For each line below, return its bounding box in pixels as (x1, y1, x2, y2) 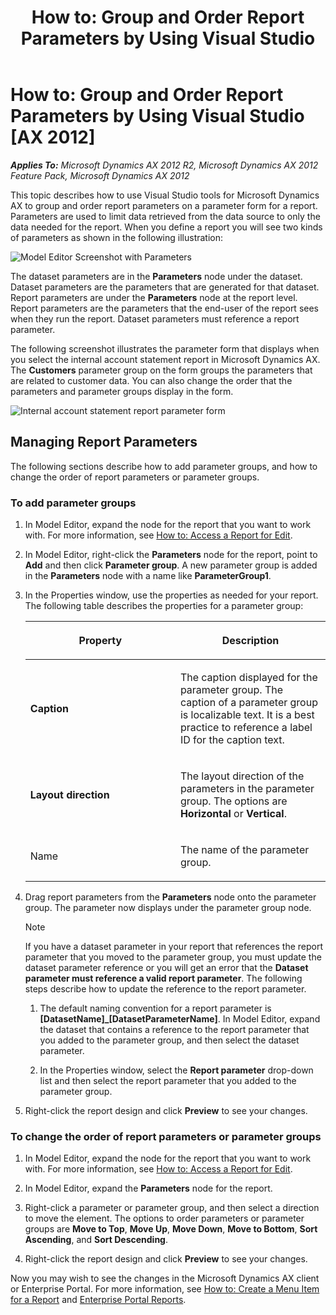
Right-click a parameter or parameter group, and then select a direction (24, 1202, 320, 1214)
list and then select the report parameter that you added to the (39, 1075, 297, 1087)
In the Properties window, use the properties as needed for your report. (24, 589, 319, 601)
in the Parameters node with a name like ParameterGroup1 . (24, 570, 272, 582)
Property (78, 634, 123, 648)
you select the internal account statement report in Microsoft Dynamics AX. (10, 353, 321, 365)
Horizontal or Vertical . (179, 807, 287, 821)
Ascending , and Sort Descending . (24, 1234, 169, 1246)
